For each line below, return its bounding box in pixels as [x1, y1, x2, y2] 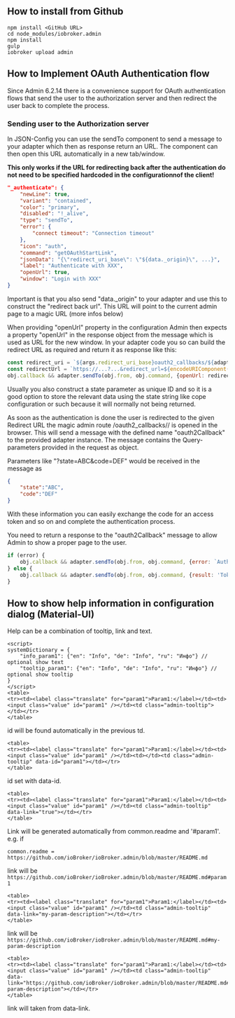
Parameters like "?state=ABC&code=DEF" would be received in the [7, 456, 201, 465]
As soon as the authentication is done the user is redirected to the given [7, 413, 215, 421]
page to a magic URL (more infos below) [7, 309, 124, 318]
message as [7, 464, 43, 473]
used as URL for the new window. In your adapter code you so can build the [7, 338, 226, 346]
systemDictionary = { [7, 646, 71, 654]
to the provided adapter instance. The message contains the [7, 435, 181, 444]
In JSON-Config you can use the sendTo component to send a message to [7, 135, 222, 143]
